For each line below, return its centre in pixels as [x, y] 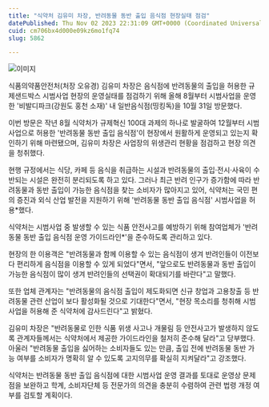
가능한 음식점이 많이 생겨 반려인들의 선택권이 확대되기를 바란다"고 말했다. [122, 274]
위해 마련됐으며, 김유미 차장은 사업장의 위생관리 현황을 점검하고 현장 [135, 143]
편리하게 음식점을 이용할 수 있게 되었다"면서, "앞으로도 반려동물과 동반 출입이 [136, 264]
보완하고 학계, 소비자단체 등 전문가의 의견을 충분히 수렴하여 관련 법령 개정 [137, 385]
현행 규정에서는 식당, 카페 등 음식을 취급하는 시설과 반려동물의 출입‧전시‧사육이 [130, 170]
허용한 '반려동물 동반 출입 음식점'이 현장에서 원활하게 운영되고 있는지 [143, 133]
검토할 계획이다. [48, 395]
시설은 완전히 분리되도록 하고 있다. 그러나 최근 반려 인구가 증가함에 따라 [141, 180]
